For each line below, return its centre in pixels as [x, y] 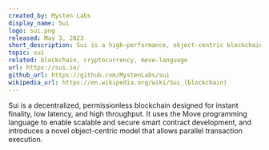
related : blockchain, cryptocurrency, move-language [98, 61]
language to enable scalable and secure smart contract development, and [130, 122]
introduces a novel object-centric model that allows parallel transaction [125, 130]
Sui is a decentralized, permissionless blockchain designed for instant [123, 105]
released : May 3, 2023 [46, 38]
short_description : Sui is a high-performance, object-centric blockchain [136, 45]
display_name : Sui [39, 23]
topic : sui [26, 53]
